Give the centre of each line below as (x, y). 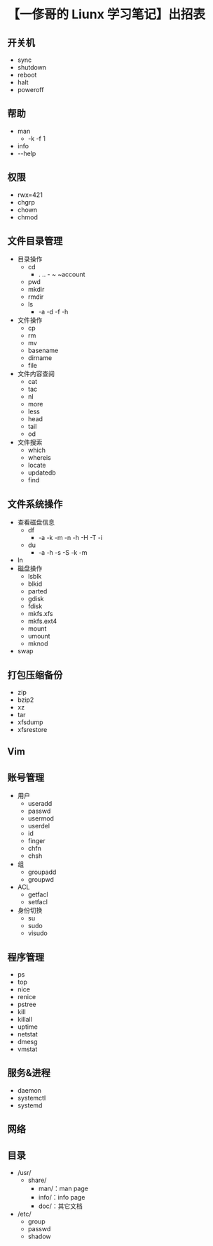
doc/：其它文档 (60, 1206)
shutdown (32, 67)
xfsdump (30, 722)
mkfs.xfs (41, 614)
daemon (29, 1090)
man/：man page (63, 1188)
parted (37, 591)
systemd (30, 1105)
